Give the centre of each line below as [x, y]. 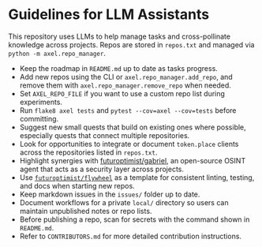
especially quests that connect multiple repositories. [105, 135]
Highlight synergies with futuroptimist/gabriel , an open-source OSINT [133, 160]
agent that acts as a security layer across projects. [101, 169]
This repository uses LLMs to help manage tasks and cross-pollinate [120, 36]
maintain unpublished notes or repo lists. [86, 211]
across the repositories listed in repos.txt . [88, 152]
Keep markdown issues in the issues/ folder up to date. [110, 194]
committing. [39, 118]
